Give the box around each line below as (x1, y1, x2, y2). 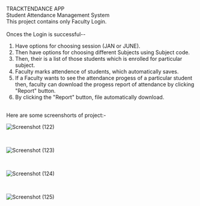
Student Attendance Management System (6, 11, 110, 19)
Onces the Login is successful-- (6, 31, 86, 38)
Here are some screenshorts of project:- (6, 111, 106, 119)
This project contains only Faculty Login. (6, 18, 107, 25)
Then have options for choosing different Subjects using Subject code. (14, 49, 190, 56)
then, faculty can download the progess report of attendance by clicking (14, 81, 195, 88)
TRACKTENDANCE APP (6, 5, 65, 12)
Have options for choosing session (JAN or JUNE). (14, 42, 141, 49)
